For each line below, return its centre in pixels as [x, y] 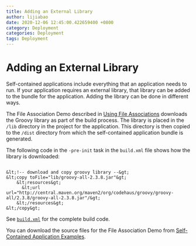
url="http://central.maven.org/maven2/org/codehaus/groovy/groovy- [90, 193]
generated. [19, 139]
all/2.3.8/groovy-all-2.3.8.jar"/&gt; [53, 198]
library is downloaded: [33, 156]
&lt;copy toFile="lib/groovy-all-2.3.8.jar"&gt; [66, 177]
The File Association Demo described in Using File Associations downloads [97, 114]
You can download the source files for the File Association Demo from [90, 230]
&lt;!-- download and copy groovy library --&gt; [68, 172]
